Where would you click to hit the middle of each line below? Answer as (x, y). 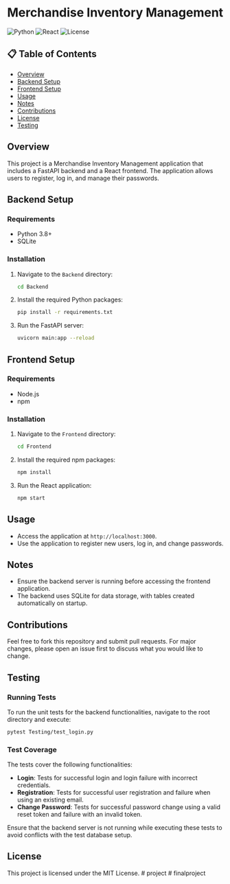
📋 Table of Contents (52, 54)
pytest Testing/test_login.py (50, 732)
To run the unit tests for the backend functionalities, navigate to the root (109, 712)
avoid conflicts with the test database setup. (70, 835)
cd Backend (33, 286)
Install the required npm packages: (66, 460)
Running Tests (32, 697)
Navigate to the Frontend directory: (66, 434)
